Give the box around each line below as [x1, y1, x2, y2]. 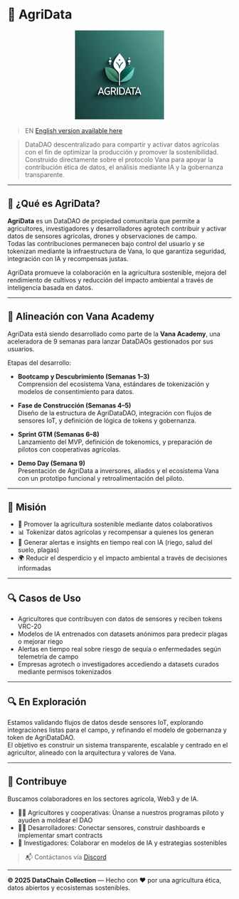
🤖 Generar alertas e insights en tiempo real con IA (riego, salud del [17, 538, 213, 547]
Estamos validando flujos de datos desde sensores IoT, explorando [7, 718, 204, 726]
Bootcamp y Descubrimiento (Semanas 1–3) [17, 372, 150, 381]
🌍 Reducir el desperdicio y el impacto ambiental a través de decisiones [17, 554, 228, 563]
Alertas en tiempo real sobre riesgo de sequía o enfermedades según [17, 645, 222, 654]
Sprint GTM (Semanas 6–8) [17, 430, 100, 438]
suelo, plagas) [17, 546, 60, 554]
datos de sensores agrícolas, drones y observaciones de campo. [7, 231, 198, 240]
